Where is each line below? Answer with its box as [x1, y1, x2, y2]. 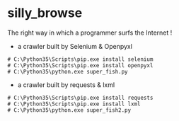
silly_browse [7, 5, 83, 21]
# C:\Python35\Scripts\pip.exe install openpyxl [7, 62, 154, 69]
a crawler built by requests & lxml [17, 80, 115, 89]
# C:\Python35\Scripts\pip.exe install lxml [7, 100, 141, 108]
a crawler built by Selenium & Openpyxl [17, 42, 133, 50]
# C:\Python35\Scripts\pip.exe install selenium [7, 55, 154, 63]
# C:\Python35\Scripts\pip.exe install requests [7, 94, 154, 101]
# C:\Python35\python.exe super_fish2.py [7, 106, 132, 114]
